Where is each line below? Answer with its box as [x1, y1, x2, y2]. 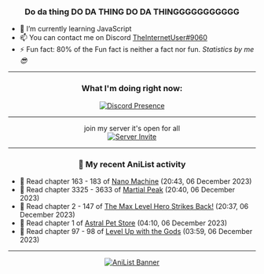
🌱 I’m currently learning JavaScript [19, 24, 132, 34]
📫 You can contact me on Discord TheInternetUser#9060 [19, 33, 208, 42]
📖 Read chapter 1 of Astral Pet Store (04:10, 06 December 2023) [19, 218, 228, 228]
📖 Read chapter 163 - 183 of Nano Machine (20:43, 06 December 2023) [19, 176, 252, 186]
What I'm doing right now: [81, 83, 183, 94]
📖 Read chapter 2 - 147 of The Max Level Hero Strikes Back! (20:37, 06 [19, 201, 249, 210]
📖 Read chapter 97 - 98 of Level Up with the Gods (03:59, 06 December [19, 226, 253, 236]
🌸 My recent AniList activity [78, 159, 186, 170]
